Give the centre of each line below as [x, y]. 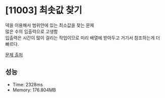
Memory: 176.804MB [34, 90]
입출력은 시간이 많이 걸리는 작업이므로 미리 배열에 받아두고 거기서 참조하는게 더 [83, 38]
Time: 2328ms [27, 84]
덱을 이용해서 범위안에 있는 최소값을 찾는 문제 [50, 25]
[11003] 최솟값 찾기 [44, 10]
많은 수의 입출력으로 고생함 [32, 31]
